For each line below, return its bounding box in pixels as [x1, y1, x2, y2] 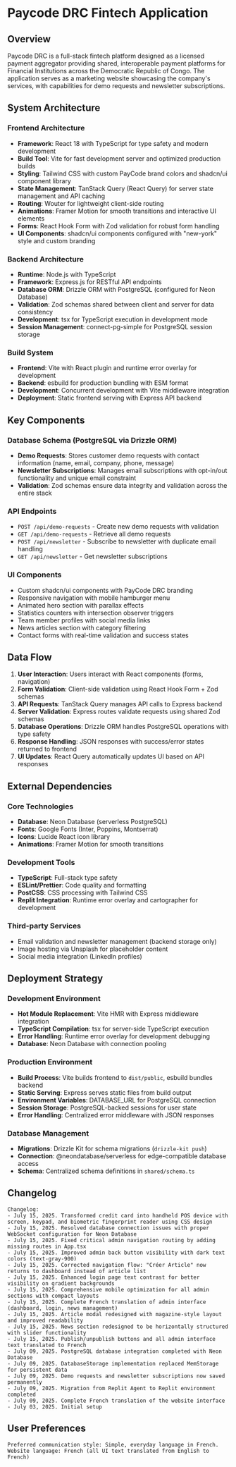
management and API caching [17, 192, 106, 200]
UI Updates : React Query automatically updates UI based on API [17, 752, 205, 761]
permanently [7, 1378, 42, 1386]
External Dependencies [7, 780, 113, 792]
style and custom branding [17, 236, 96, 245]
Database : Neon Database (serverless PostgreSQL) [17, 818, 168, 826]
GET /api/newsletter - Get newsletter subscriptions [17, 552, 168, 561]
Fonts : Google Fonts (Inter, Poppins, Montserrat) [17, 825, 159, 833]
